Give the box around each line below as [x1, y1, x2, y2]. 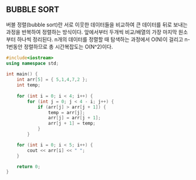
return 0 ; [16, 164, 41, 169]
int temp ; [16, 82, 41, 88]
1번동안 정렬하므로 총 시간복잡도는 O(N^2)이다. [6, 43, 113, 50]
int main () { [6, 71, 38, 77]
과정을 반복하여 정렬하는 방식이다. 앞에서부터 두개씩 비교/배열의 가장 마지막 [6, 28, 177, 35]
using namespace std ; [6, 60, 59, 66]
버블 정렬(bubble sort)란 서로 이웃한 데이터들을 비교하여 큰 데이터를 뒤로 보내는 [6, 21, 188, 28]
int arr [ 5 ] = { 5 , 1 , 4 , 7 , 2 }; [16, 76, 88, 83]
